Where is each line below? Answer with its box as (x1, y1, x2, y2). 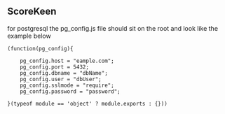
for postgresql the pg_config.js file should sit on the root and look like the (7, 24, 219, 32)
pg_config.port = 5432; (20, 63, 90, 71)
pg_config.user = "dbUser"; (20, 76, 102, 83)
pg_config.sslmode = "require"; (20, 82, 114, 89)
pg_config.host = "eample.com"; (20, 57, 114, 64)
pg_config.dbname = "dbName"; (20, 69, 109, 76)
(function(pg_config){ (7, 45, 74, 52)
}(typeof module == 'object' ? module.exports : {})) (7, 100, 168, 107)
